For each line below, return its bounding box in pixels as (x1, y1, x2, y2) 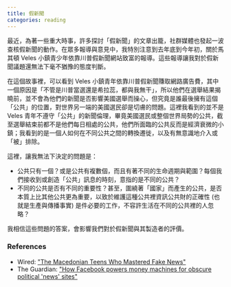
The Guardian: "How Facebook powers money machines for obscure (16, 265, 212, 273)
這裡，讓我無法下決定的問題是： (7, 152, 98, 160)
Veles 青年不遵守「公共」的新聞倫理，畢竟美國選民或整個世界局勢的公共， (7, 111, 217, 119)
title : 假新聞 (7, 10, 45, 17)
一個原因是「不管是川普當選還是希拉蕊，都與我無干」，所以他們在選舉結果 (7, 86, 215, 94)
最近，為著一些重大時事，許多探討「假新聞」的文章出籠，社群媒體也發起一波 (7, 36, 224, 45)
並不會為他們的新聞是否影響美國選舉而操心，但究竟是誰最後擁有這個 (25, 94, 218, 102)
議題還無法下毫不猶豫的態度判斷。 (12, 62, 110, 70)
